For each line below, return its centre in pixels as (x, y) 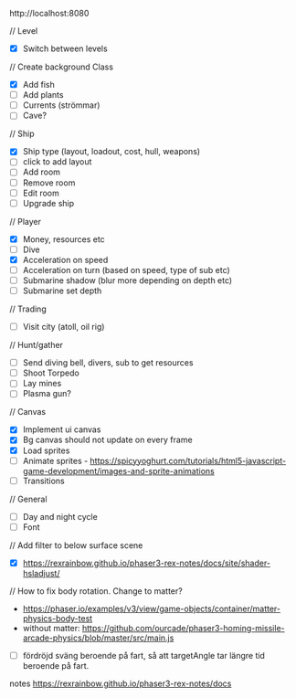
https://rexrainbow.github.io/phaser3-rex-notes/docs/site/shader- (147, 563)
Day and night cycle (60, 516)
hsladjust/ (41, 573)
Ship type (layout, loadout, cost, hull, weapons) (111, 152)
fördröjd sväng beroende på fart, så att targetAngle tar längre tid (143, 655)
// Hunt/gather (37, 345)
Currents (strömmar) (61, 105)
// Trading (28, 309)
